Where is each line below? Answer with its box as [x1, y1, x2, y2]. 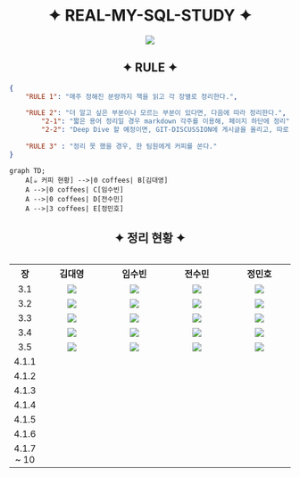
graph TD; [9, 166, 46, 175]
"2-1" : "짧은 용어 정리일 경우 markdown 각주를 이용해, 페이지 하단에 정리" [41, 117, 290, 126]
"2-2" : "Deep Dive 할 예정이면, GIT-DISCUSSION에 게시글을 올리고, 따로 [41, 126, 289, 135]
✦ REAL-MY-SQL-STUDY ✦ [47, 5, 253, 26]
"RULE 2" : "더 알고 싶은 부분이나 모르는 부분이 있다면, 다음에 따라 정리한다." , [25, 109, 287, 118]
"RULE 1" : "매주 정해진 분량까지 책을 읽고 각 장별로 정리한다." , [25, 92, 238, 101]
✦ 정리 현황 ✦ [114, 231, 186, 246]
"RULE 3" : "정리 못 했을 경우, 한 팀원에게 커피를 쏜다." [25, 142, 218, 151]
